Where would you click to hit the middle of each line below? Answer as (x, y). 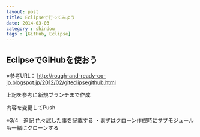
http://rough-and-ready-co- (71, 75)
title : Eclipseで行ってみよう (41, 17)
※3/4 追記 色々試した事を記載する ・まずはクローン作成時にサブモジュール (100, 120)
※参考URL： (21, 75)
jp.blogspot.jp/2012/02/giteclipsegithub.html (61, 82)
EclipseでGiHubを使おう (52, 60)
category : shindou (31, 29)
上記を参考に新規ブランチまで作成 (48, 94)
